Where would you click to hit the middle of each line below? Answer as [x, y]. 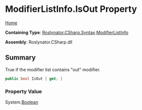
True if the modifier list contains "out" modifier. [53, 69]
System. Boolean [22, 102]
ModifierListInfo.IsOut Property [71, 9]
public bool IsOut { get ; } [34, 79]
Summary [20, 58]
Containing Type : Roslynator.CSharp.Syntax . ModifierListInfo [67, 32]
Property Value [24, 91]
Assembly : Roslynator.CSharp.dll [39, 42]
